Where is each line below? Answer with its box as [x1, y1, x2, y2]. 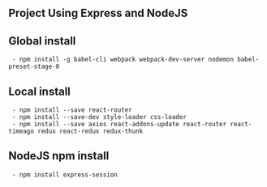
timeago [8, 127, 35, 136]
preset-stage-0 [8, 62, 60, 71]
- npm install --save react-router [11, 106, 132, 114]
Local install [8, 84, 71, 98]
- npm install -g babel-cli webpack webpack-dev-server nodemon [11, 56, 234, 64]
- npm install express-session [11, 170, 118, 179]
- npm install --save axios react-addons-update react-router [11, 121, 227, 129]
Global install [8, 34, 76, 48]
